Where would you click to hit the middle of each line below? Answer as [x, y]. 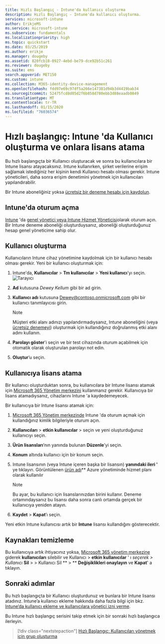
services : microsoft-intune [34, 19]
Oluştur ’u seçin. [29, 357]
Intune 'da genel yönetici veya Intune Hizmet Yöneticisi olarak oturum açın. [81, 220]
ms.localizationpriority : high [38, 38]
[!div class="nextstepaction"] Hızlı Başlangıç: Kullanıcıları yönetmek [86, 631]
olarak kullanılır [28, 475]
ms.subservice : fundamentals [35, 33]
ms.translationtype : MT [30, 98]
